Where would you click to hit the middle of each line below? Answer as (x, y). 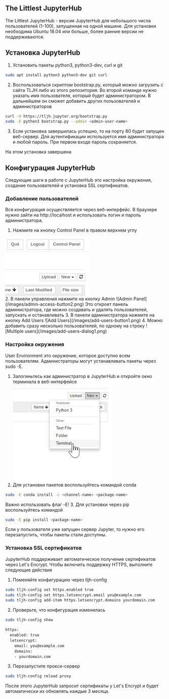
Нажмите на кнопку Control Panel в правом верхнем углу (75, 230)
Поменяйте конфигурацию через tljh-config (60, 580)
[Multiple (14, 331)
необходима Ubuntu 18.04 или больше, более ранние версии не (74, 31)
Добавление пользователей (42, 199)
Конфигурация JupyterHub (50, 168)
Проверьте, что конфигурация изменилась (59, 610)
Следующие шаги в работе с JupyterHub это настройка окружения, (79, 180)
